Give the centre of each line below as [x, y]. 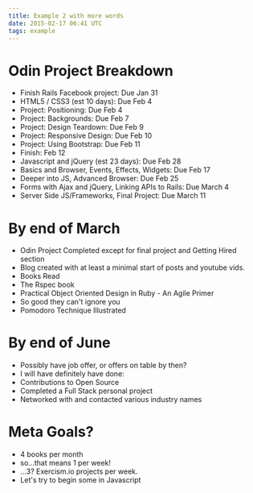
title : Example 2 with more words [66, 16]
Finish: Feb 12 [43, 153]
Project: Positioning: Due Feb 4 [71, 110]
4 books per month [51, 454]
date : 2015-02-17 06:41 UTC [55, 23]
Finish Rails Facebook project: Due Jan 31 [89, 93]
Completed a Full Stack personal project [86, 391]
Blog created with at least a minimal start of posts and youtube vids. [132, 267]
